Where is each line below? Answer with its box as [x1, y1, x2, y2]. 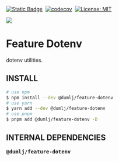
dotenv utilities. [6, 56, 43, 63]
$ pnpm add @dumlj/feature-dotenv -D [6, 116, 98, 123]
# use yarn [6, 100, 33, 106]
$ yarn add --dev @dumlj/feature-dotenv [6, 106, 106, 112]
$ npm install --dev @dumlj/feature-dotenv [6, 95, 114, 100]
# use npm [6, 89, 30, 95]
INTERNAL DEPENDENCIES [6, 133, 106, 143]
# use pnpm [6, 111, 33, 117]
